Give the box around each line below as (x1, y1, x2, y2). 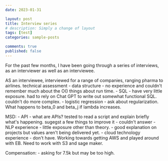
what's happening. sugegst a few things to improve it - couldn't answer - (5, 118, 156, 125)
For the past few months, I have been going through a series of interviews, (5, 62, 159, 68)
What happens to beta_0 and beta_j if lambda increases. (5, 103, 121, 110)
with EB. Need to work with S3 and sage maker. (5, 140, 103, 146)
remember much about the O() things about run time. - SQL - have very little (5, 88, 162, 94)
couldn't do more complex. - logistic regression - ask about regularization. (5, 98, 159, 104)
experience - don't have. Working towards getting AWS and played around (5, 134, 159, 140)
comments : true (5, 44, 37, 49)
